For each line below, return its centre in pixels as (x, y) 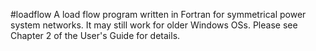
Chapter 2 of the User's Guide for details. (95, 35)
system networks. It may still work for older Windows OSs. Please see (154, 25)
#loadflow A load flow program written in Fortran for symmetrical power (158, 14)
